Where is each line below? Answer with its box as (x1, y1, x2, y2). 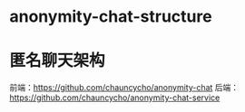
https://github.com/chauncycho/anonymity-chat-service (9, 92, 220, 103)
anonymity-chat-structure (9, 6, 212, 27)
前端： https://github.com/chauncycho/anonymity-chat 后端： (9, 82, 240, 93)
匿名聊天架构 (9, 51, 106, 71)
